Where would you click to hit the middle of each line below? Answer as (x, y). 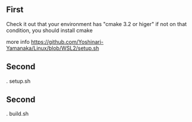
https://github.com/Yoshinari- (67, 41)
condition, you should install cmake (49, 30)
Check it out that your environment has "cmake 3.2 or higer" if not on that (97, 24)
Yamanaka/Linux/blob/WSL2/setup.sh (53, 48)
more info (18, 41)
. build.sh (17, 114)
